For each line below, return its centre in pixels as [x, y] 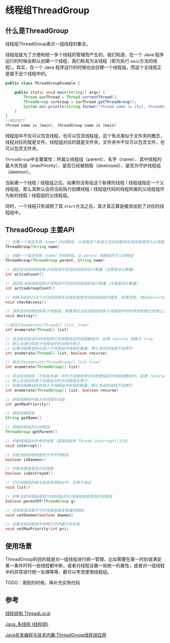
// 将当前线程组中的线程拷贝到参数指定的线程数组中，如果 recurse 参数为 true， [81, 339]
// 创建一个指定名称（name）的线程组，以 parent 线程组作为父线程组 [69, 256]
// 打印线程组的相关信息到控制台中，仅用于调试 [48, 483]
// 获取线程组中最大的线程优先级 [35, 399]
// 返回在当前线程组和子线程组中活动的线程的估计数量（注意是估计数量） [71, 270]
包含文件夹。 [27, 148]
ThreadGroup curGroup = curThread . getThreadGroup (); [80, 102]
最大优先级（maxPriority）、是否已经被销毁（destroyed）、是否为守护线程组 [83, 165]
